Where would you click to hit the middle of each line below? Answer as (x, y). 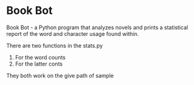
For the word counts (40, 57)
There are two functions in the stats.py (55, 46)
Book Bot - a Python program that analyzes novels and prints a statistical (97, 27)
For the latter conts (39, 64)
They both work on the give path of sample (60, 75)
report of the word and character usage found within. (73, 33)
